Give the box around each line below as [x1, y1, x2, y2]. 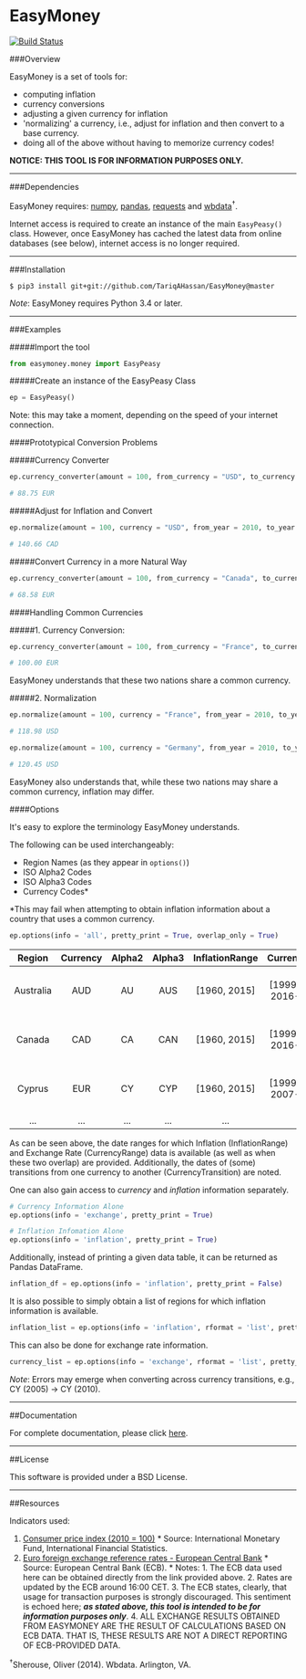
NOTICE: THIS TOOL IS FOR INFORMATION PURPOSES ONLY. [9, 154, 244, 165]
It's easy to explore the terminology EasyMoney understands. [9, 821, 240, 832]
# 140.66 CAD [9, 540, 59, 549]
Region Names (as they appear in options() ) [22, 856, 189, 867]
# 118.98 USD [9, 727, 59, 736]
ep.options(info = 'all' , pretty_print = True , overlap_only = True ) [9, 930, 280, 940]
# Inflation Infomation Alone [9, 1227, 125, 1236]
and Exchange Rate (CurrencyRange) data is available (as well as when [9, 1147, 276, 1158]
